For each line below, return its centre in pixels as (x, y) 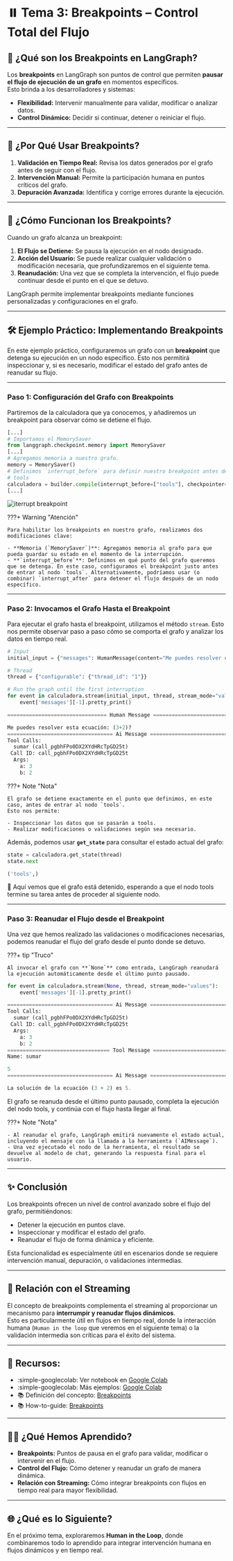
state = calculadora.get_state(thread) (65, 855)
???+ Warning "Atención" (43, 517)
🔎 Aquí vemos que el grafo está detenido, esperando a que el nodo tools (111, 887)
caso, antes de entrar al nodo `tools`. (67, 805)
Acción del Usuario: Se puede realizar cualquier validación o (104, 258)
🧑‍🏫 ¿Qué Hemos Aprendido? (70, 1436)
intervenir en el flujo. (46, 1461)
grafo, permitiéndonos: (40, 1211)
